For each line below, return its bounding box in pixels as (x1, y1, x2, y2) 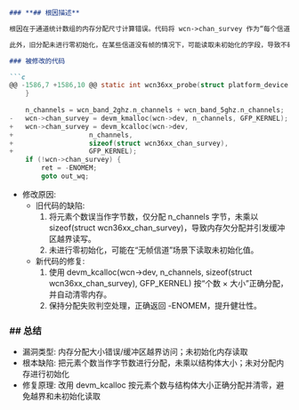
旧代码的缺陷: (35, 200, 85, 211)
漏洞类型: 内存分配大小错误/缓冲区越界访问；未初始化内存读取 (21, 347, 248, 358)
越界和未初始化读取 (29, 391, 101, 402)
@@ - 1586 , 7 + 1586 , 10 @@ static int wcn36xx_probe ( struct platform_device (9, 81, 289, 90)
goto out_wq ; (41, 172, 90, 181)
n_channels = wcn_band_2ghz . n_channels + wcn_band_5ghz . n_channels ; (25, 106, 285, 115)
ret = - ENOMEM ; (41, 164, 98, 173)
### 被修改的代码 (9, 56, 65, 66)
